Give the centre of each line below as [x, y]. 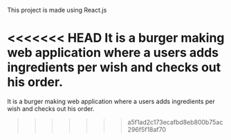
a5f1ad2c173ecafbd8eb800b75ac [175, 122]
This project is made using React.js [57, 10]
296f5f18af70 [147, 129]
